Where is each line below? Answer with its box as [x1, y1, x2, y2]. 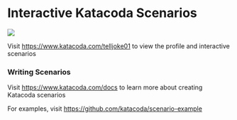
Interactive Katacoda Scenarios [7, 5, 197, 21]
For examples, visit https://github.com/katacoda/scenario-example [7, 104, 202, 113]
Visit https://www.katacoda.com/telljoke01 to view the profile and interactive [7, 41, 231, 50]
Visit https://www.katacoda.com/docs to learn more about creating [7, 83, 203, 92]
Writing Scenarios [7, 67, 71, 77]
